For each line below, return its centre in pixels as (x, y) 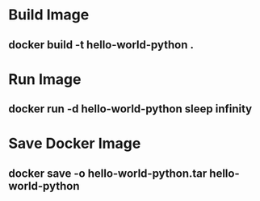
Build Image (49, 15)
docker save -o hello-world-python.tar (108, 173)
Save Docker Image (75, 144)
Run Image (45, 79)
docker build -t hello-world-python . (101, 45)
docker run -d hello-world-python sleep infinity (130, 109)
